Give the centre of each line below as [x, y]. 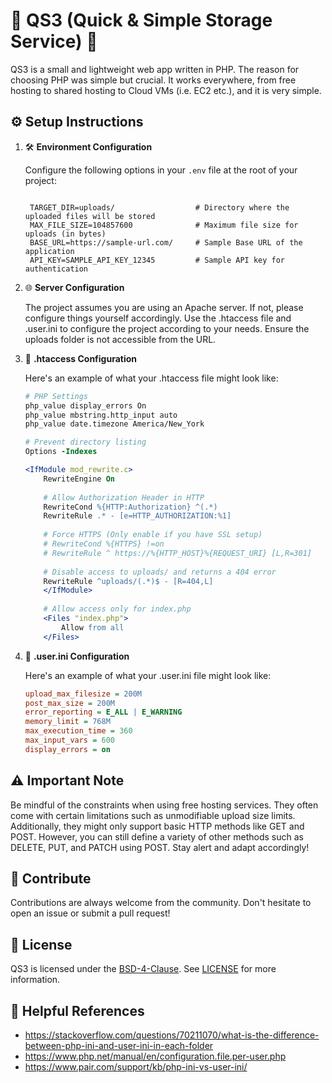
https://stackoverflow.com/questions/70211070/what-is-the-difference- [172, 1035]
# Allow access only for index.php [117, 609]
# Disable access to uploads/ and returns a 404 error [160, 572]
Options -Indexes [61, 452]
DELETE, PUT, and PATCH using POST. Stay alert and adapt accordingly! [160, 847]
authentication [56, 269]
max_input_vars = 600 [70, 740]
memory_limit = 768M [67, 722]
